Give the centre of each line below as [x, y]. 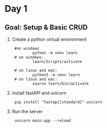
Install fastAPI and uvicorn [39, 93]
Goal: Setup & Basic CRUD [46, 27]
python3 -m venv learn [56, 75]
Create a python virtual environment [49, 39]
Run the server [27, 111]
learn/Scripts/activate [57, 62]
